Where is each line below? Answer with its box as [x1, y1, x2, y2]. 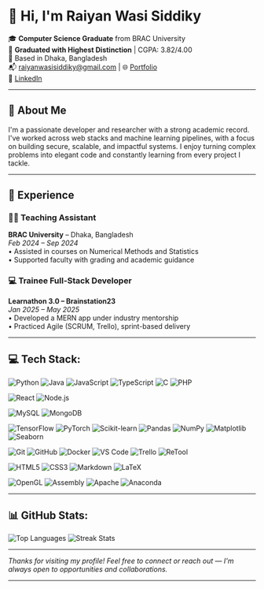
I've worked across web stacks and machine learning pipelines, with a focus [8, 133, 255, 143]
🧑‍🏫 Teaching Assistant [8, 212, 97, 223]
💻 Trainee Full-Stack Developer [8, 275, 132, 286]
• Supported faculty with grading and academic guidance [8, 255, 195, 265]
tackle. [8, 158, 30, 168]
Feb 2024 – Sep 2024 [8, 238, 79, 248]
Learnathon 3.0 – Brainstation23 [8, 296, 116, 306]
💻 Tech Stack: [8, 352, 81, 366]
